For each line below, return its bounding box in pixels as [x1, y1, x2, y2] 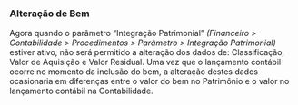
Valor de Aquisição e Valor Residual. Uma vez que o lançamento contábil [9, 57, 282, 68]
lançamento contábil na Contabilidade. [9, 85, 154, 97]
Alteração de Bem [9, 7, 91, 20]
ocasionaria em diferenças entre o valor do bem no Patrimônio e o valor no [9, 76, 290, 87]
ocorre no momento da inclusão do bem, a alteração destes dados [9, 66, 259, 77]
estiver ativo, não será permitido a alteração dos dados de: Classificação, [9, 47, 284, 58]
